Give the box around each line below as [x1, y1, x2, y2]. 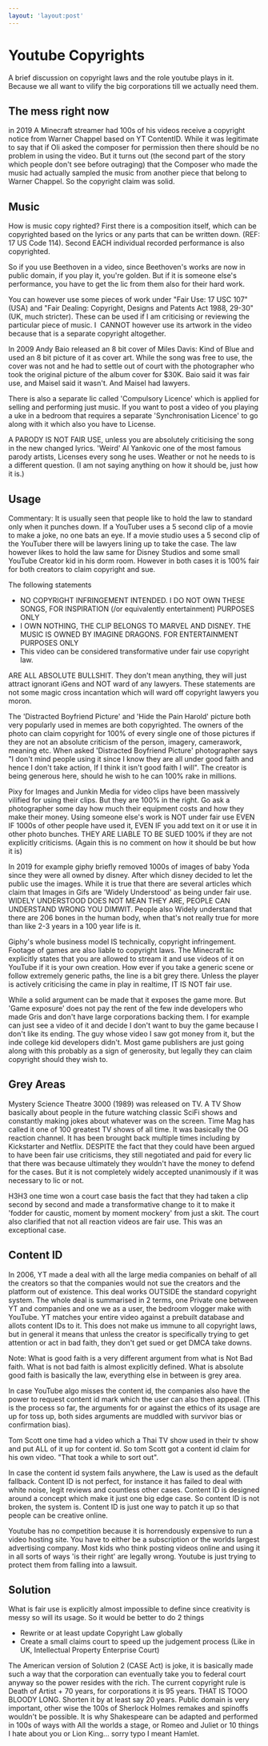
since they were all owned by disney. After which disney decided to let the [8, 871, 254, 879]
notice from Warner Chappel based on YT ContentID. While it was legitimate [8, 134, 258, 144]
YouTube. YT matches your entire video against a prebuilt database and [8, 1312, 245, 1322]
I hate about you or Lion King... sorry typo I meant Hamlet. [8, 1729, 200, 1739]
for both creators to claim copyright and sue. [8, 565, 156, 573]
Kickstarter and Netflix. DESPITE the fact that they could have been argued [8, 1141, 255, 1151]
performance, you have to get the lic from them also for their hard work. [8, 280, 246, 289]
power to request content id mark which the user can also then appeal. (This [8, 1394, 260, 1404]
